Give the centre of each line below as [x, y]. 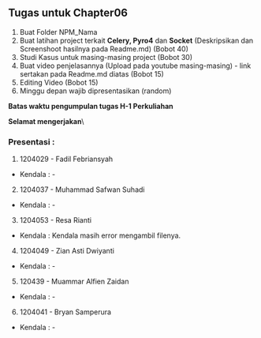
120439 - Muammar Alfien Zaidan [74, 282]
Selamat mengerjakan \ [46, 121]
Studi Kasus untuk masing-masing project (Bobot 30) [106, 57]
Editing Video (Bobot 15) [59, 82]
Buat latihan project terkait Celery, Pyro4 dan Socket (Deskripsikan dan [136, 40]
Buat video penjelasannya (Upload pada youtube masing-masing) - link [135, 66]
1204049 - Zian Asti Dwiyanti [67, 251]
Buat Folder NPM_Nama [58, 32]
